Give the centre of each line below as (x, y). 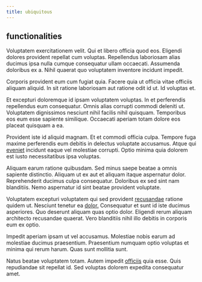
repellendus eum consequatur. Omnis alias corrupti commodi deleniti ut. (96, 106)
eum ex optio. (23, 225)
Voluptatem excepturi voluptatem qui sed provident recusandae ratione (95, 199)
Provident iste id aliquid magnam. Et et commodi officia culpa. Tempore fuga (101, 137)
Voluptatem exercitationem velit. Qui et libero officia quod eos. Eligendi (94, 51)
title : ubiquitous (29, 12)
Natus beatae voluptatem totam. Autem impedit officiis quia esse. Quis (94, 261)
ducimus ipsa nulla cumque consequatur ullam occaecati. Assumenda (93, 63)
